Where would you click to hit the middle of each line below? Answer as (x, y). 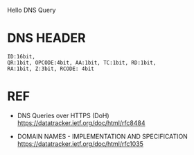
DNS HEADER (46, 38)
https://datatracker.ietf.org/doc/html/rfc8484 (81, 123)
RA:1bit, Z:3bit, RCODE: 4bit (51, 69)
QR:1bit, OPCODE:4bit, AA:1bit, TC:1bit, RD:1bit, (82, 63)
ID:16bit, (21, 56)
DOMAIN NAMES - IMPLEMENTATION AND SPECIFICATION (103, 136)
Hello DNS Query (32, 10)
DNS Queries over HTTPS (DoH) (63, 115)
